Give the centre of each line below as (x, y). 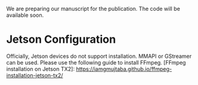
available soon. (25, 15)
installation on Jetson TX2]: (41, 69)
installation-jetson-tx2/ (35, 75)
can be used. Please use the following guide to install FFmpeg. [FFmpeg (96, 62)
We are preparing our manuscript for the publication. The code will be (93, 9)
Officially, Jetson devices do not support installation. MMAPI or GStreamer (99, 56)
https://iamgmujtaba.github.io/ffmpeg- (124, 69)
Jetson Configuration (61, 39)
